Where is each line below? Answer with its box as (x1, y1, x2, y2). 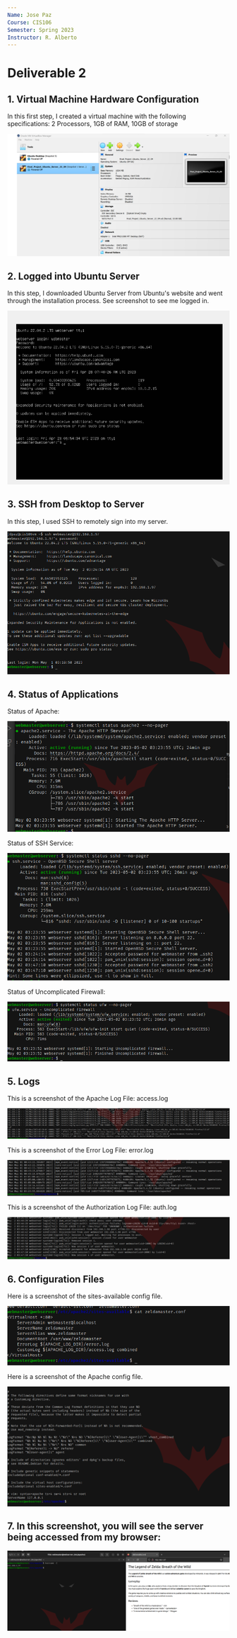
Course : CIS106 (7, 18, 52, 26)
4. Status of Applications (7, 688, 119, 700)
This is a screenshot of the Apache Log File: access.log (7, 1094, 169, 1103)
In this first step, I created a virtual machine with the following (7, 112, 186, 120)
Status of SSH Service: (7, 839, 74, 847)
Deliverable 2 (7, 65, 87, 81)
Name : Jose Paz (7, 11, 52, 18)
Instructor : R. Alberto (7, 34, 78, 41)
